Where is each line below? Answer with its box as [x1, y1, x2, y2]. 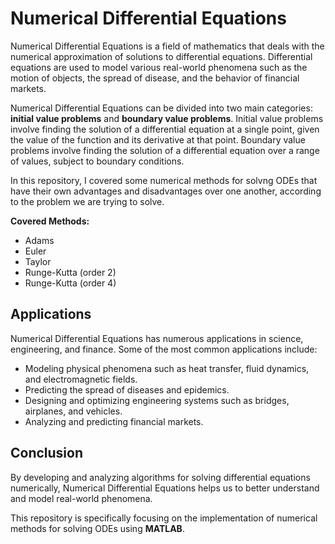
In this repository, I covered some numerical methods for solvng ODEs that [10, 174, 318, 186]
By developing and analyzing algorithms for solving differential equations [10, 471, 311, 483]
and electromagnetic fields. [24, 373, 138, 385]
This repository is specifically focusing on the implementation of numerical [10, 512, 318, 524]
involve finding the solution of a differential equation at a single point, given [10, 123, 320, 135]
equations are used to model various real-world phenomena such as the [10, 61, 308, 73]
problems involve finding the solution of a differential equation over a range [10, 144, 320, 156]
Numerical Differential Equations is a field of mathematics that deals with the [10, 40, 325, 52]
